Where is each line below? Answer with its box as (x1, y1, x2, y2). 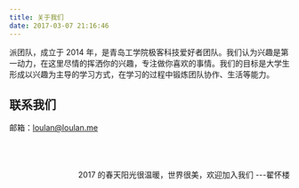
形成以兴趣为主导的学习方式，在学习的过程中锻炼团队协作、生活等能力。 (9, 68, 274, 80)
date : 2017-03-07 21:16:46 (9, 21, 109, 30)
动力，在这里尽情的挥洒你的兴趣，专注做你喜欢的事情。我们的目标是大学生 (16, 58, 290, 68)
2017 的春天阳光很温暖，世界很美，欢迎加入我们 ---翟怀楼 (77, 169, 290, 180)
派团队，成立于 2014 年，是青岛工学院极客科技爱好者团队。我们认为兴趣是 (9, 46, 281, 58)
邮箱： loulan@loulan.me (9, 122, 99, 133)
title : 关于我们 (9, 12, 64, 22)
